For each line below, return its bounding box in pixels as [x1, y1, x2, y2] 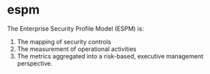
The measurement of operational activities [16, 45, 137, 53]
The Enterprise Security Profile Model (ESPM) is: [7, 24, 144, 33]
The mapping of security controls [16, 37, 111, 45]
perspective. [16, 59, 53, 67]
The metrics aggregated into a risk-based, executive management [16, 52, 204, 60]
